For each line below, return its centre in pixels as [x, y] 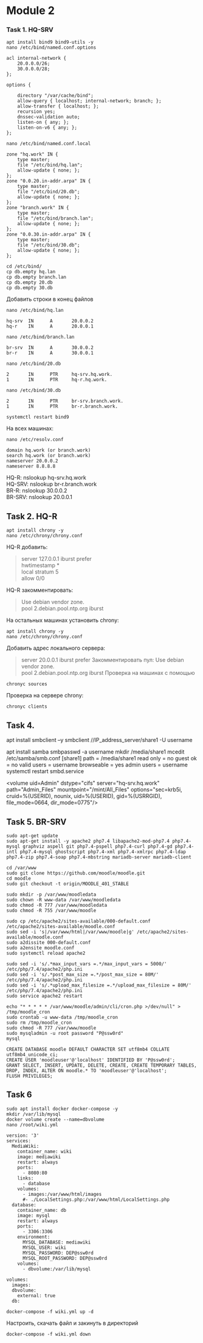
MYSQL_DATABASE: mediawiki [57, 1242]
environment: [34, 1237]
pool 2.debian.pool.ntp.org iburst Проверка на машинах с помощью [108, 673]
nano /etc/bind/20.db [34, 364]
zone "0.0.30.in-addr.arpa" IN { [49, 235]
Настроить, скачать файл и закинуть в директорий [72, 1323]
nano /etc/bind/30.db [34, 391]
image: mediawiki [39, 1157]
